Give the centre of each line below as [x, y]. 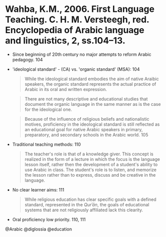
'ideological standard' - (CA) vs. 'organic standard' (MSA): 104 [76, 69]
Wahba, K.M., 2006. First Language [80, 9]
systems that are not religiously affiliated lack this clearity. [84, 210]
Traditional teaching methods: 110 [46, 144]
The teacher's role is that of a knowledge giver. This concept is [89, 154]
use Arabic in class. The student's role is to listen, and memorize [91, 170]
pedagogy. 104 [28, 59]
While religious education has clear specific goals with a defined [90, 199]
